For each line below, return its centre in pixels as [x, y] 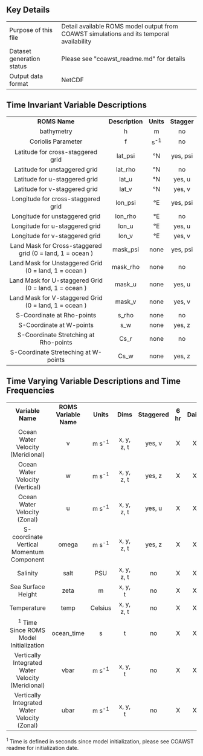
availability [76, 41]
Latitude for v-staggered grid [56, 189]
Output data [26, 76]
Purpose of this [31, 30]
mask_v [126, 302]
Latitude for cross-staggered [56, 152]
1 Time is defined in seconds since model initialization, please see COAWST [100, 741]
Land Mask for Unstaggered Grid [56, 263]
